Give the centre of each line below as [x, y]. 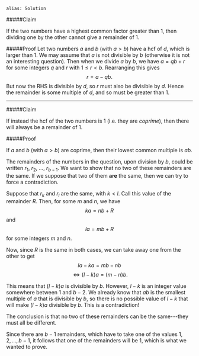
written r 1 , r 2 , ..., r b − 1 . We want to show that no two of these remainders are [99, 169]
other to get [20, 256]
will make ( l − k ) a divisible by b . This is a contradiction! [73, 304]
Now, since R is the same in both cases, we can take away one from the [94, 249]
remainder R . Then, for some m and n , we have [63, 201]
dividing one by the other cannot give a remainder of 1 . [73, 37]
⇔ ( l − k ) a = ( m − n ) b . [101, 274]
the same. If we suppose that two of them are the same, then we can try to [97, 175]
